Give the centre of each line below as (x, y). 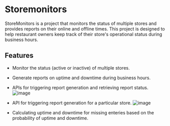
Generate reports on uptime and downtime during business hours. (81, 78)
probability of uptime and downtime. (50, 118)
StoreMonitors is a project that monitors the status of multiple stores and (81, 23)
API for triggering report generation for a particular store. (72, 103)
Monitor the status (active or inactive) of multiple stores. (71, 68)
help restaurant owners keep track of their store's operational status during (83, 34)
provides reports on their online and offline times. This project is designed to (85, 28)
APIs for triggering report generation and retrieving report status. (80, 87)
